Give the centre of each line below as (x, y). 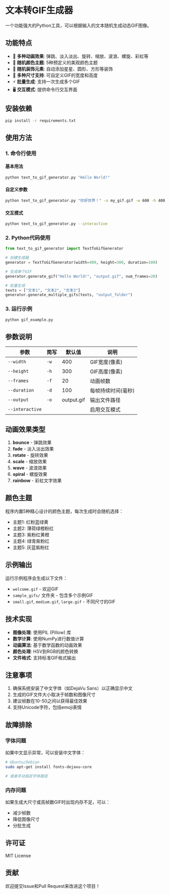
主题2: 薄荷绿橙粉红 (33, 528)
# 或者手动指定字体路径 (27, 776)
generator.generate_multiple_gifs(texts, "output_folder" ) (69, 295)
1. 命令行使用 (21, 153)
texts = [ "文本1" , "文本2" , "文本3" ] (43, 290)
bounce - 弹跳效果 (32, 442)
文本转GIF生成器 (39, 10)
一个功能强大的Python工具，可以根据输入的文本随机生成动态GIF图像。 (79, 25)
